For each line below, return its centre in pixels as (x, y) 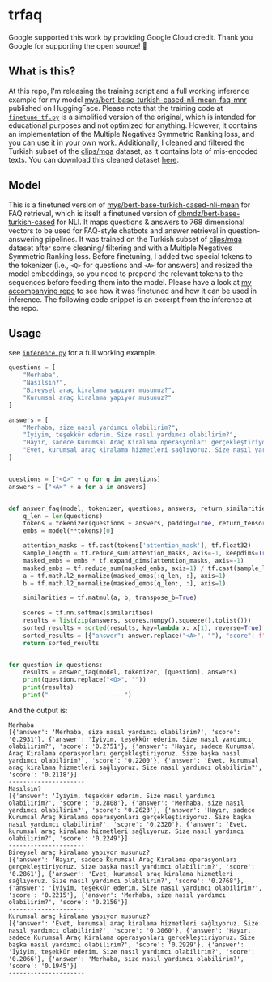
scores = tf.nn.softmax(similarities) (88, 613)
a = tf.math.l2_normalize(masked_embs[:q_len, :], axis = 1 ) (125, 576)
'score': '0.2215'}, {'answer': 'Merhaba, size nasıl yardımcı (117, 895)
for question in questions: (56, 665)
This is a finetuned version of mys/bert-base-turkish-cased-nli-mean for (130, 205)
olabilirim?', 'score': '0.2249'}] (68, 838)
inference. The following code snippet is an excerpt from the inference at (130, 299)
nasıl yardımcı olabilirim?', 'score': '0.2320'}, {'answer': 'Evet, (128, 824)
